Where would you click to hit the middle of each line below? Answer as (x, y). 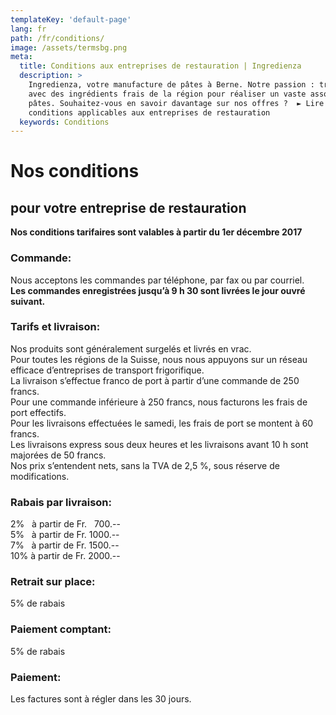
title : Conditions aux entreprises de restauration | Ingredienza (160, 66)
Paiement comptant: (61, 629)
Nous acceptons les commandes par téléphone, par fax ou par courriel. (157, 280)
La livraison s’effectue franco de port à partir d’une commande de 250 (155, 380)
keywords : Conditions (64, 122)
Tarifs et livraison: (55, 327)
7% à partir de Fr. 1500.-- (65, 545)
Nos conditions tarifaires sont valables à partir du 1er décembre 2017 (156, 232)
